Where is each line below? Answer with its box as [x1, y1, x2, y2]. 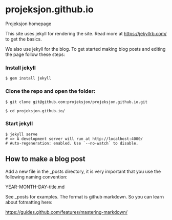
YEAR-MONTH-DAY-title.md [5, 184, 65, 190]
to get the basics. [5, 36, 42, 42]
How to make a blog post [5, 155, 85, 164]
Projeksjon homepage [5, 21, 52, 27]
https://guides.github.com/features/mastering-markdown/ [5, 209, 128, 215]
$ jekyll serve [5, 132, 38, 137]
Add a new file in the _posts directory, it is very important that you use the [5, 168, 161, 174]
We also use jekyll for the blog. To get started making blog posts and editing [5, 46, 166, 52]
